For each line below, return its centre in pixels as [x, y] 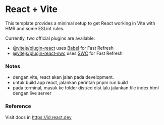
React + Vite [32, 9]
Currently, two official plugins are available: [50, 38]
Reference [18, 106]
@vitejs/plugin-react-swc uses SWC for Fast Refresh [67, 53]
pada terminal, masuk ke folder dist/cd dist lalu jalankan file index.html [86, 88]
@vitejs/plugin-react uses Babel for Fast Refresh [63, 48]
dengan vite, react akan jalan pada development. [63, 77]
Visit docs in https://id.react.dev [38, 117]
